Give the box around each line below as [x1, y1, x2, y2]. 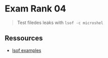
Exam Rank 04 [5, 3, 67, 14]
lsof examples [12, 47, 41, 53]
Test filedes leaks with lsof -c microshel [17, 19, 103, 25]
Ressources [5, 34, 43, 42]
